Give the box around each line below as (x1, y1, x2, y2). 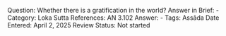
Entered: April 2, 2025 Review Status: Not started (7, 21, 150, 29)
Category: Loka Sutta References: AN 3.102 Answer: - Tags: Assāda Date (7, 13, 220, 22)
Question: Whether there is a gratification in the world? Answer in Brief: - (7, 6, 220, 14)
